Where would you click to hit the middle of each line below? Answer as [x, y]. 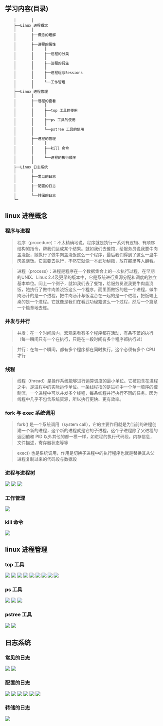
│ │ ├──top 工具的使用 [46, 110]
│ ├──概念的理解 [35, 35]
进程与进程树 [20, 473]
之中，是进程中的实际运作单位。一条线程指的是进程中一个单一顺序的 [85, 387]
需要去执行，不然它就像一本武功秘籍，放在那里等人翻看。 [100, 261]
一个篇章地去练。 [34, 307]
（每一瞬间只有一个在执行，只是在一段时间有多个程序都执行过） [81, 339]
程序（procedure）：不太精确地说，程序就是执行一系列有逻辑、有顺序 [86, 242]
